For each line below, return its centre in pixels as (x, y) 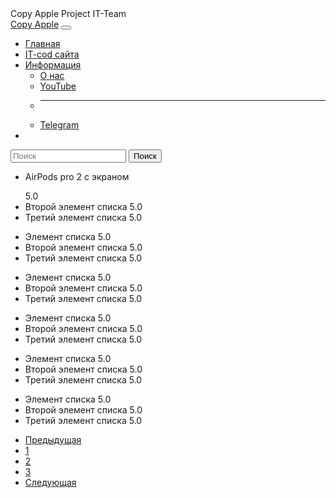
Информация (53, 65)
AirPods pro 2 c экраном (77, 176)
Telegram (59, 125)
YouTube (58, 86)
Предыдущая (53, 440)
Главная (42, 43)
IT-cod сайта (52, 54)
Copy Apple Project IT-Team (68, 13)
